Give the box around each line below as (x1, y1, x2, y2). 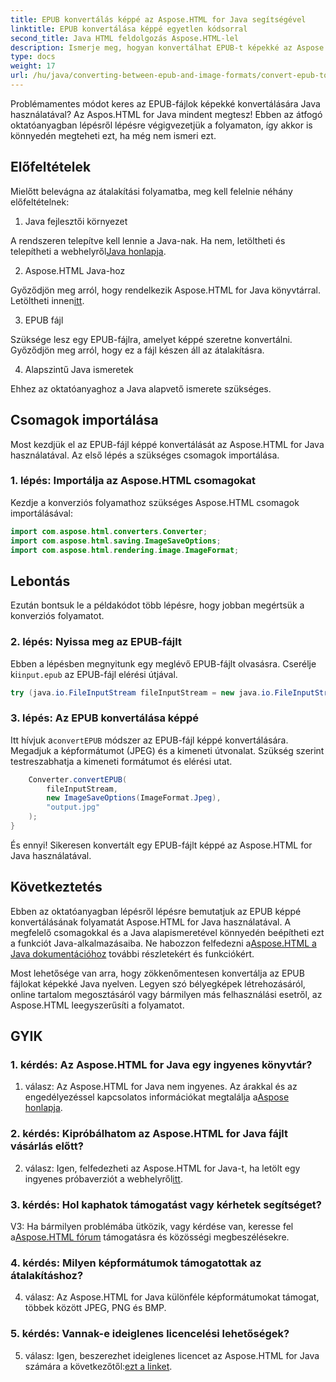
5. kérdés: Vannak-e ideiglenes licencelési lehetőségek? (10, 1327, 290, 1341)
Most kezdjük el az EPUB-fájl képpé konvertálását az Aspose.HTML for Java (10, 438, 325, 450)
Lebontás (10, 572, 71, 590)
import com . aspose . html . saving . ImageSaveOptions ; (10, 536, 222, 546)
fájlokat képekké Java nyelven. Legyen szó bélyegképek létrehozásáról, (10, 977, 306, 990)
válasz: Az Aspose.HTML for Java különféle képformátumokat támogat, (24, 1291, 320, 1303)
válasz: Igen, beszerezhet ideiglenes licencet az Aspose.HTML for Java (24, 1349, 320, 1361)
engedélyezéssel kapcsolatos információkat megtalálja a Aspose (24, 1091, 290, 1103)
